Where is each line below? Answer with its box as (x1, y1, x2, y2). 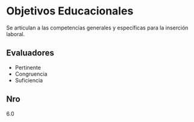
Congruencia (14, 70, 48, 78)
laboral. (6, 30, 25, 37)
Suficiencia (14, 76, 43, 84)
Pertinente (14, 64, 41, 71)
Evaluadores (6, 48, 54, 58)
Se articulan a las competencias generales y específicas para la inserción (6, 24, 189, 31)
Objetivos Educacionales (6, 4, 134, 18)
